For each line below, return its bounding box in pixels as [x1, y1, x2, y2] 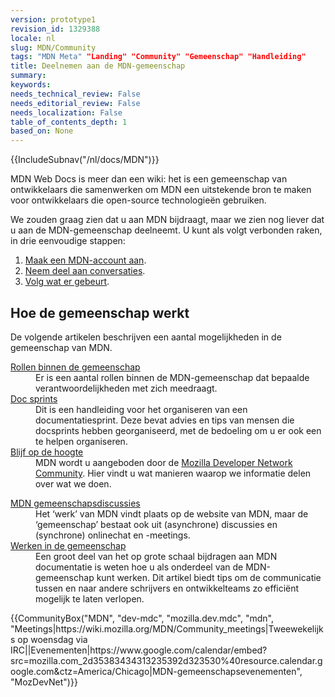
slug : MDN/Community [10, 42, 97, 53]
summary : [10, 71, 47, 81]
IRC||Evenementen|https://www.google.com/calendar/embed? [10, 644, 268, 656]
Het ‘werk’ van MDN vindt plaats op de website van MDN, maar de [35, 507, 309, 520]
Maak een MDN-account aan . [24, 254, 147, 266]
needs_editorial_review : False [10, 98, 141, 108]
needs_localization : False [10, 107, 123, 118]
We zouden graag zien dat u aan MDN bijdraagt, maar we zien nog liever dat [10, 214, 325, 226]
